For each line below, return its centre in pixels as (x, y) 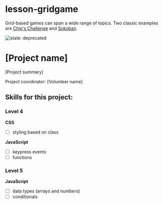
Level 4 (14, 112)
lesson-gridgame (42, 9)
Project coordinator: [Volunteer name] (44, 81)
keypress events (29, 152)
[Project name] (37, 58)
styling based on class (35, 132)
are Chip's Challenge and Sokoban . (41, 28)
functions (22, 157)
